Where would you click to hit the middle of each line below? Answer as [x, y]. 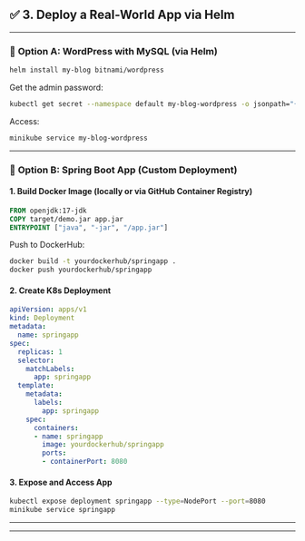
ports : [54, 453]
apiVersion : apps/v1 [49, 310]
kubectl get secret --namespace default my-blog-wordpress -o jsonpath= [150, 103]
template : [36, 386]
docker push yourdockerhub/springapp [81, 270]
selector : [36, 360]
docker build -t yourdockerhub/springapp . [93, 261]
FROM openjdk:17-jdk [49, 211]
